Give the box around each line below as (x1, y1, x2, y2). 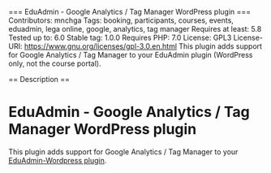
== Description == (8, 75, 71, 84)
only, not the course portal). (8, 58, 101, 68)
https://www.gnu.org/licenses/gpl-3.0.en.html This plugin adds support (24, 41, 262, 51)
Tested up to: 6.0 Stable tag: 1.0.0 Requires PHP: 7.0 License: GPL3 (8, 32, 232, 42)
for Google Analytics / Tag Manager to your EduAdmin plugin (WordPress (8, 50, 253, 59)
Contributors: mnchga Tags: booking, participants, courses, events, (8, 15, 234, 25)
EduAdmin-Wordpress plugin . (8, 155, 107, 165)
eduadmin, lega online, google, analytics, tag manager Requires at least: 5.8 (8, 24, 262, 33)
